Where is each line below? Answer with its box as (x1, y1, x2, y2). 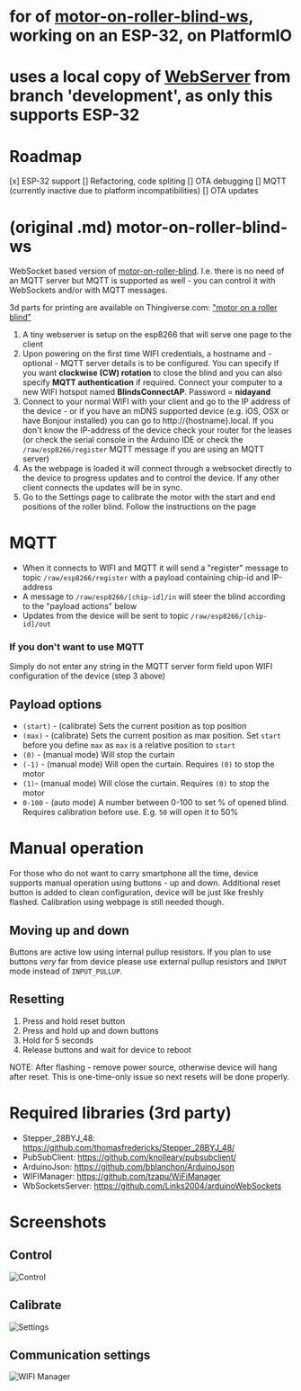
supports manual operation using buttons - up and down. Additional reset (9, 877, 281, 888)
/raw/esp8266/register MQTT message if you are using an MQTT (22, 444, 265, 455)
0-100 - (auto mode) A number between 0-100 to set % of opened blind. (22, 797, 289, 808)
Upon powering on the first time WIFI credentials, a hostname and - (22, 348, 272, 359)
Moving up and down (9, 922, 130, 938)
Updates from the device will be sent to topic (22, 610, 189, 622)
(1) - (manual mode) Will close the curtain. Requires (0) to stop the (22, 778, 270, 789)
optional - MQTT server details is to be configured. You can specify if (22, 358, 279, 369)
